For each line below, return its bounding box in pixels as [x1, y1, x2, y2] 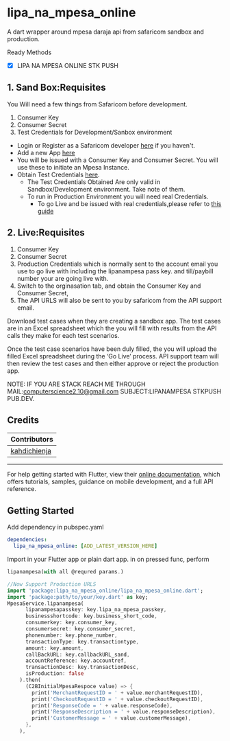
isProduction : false [25, 670, 84, 677]
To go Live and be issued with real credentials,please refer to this [37, 199, 222, 207]
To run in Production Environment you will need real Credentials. [27, 192, 209, 201]
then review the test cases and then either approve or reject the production [7, 359, 219, 367]
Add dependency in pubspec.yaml [7, 523, 104, 532]
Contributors [10, 435, 53, 444]
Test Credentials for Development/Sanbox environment [16, 128, 172, 136]
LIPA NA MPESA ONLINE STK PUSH [16, 61, 118, 69]
